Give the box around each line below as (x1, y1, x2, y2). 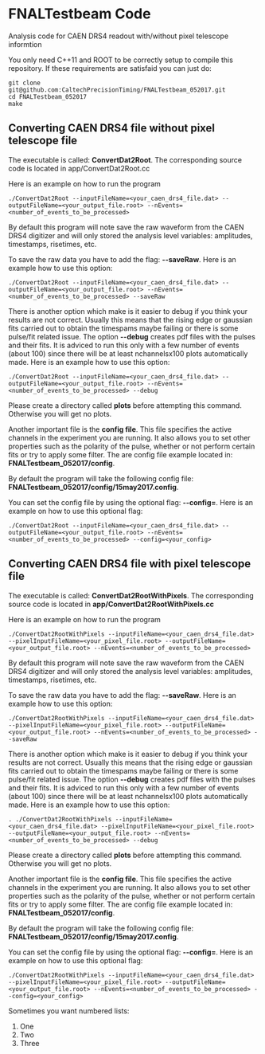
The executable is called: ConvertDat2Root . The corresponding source (8, 155, 243, 164)
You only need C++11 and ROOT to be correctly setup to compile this (8, 55, 233, 65)
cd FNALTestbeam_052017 (8, 92, 88, 100)
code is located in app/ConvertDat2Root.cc (8, 163, 150, 173)
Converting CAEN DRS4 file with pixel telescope (8, 557, 251, 570)
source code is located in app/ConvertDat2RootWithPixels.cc (8, 599, 215, 609)
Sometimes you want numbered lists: (8, 1005, 130, 1016)
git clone (8, 79, 41, 87)
